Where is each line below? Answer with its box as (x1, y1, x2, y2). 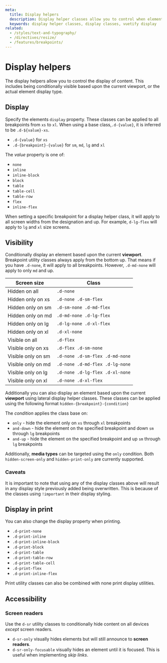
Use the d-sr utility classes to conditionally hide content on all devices (5, 621, 149, 627)
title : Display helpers (9, 12, 59, 17)
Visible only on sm (7, 353, 51, 360)
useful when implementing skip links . (12, 652, 88, 658)
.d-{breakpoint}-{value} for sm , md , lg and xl (12, 142, 105, 148)
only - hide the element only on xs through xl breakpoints (12, 420, 131, 426)
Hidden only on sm (7, 304, 52, 311)
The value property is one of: (5, 151, 65, 157)
